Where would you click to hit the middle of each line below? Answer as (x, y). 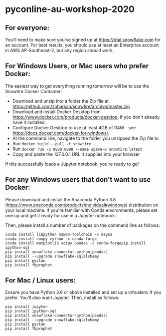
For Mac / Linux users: (40, 281)
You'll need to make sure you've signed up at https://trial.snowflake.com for (83, 40)
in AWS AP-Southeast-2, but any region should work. (60, 50)
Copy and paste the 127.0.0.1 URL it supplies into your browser (76, 154)
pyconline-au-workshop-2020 (70, 9)
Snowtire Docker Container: (34, 91)
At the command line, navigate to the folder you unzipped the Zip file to (85, 138)
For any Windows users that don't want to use (78, 180)
